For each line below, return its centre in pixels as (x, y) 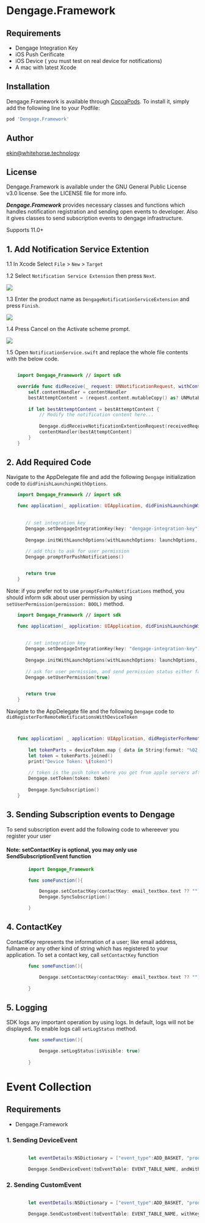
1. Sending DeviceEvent (42, 1140)
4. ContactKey (34, 927)
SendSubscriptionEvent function (49, 857)
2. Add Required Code (49, 463)
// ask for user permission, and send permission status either (109, 671)
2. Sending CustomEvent (44, 1184)
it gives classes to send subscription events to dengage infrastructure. (95, 218)
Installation (28, 87)
